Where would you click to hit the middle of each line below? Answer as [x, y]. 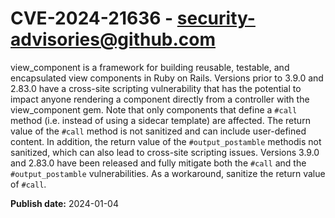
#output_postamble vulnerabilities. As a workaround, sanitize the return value [168, 173]
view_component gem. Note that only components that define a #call [154, 109]
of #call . [28, 184]
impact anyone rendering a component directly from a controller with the [160, 99]
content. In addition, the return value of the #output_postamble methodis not [166, 141]
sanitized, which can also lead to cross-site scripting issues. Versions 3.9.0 [165, 152]
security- [216, 18]
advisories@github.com [113, 39]
